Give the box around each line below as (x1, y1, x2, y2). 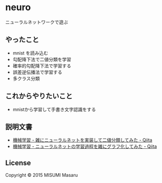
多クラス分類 (12, 75, 40, 82)
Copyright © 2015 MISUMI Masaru (5, 172, 78, 178)
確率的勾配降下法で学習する (12, 63, 72, 69)
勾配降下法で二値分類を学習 (12, 56, 72, 62)
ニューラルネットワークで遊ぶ (5, 19, 68, 25)
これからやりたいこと (5, 92, 73, 100)
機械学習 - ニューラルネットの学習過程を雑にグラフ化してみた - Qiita (12, 143, 157, 149)
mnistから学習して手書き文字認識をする (12, 106, 96, 112)
